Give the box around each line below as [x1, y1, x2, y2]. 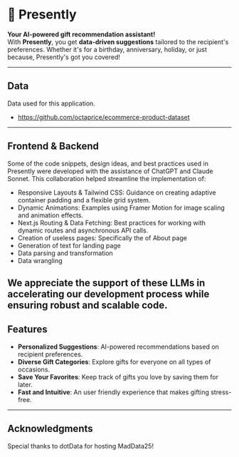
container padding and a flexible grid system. [17, 195, 151, 204]
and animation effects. [17, 210, 84, 220]
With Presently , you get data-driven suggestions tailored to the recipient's [7, 37, 229, 46]
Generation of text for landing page [17, 241, 121, 250]
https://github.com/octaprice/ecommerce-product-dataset [17, 113, 190, 121]
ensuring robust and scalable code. [7, 299, 169, 311]
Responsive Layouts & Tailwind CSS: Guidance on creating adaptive [17, 188, 216, 197]
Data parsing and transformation [17, 249, 114, 257]
